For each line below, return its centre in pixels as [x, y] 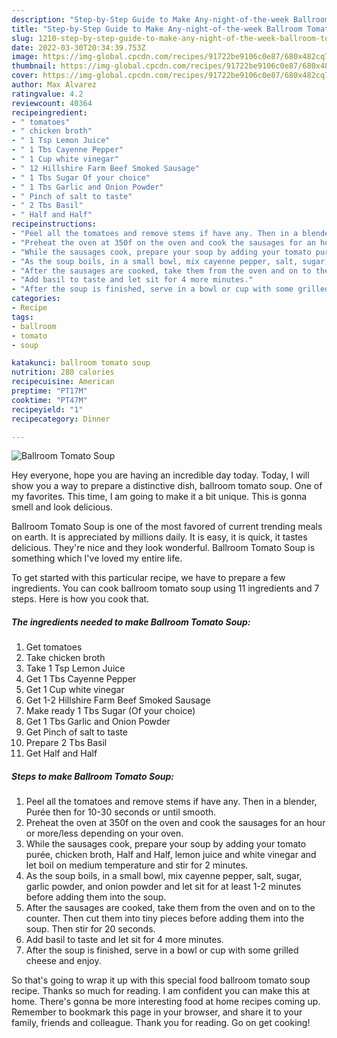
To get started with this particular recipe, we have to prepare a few [148, 578]
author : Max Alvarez [54, 85]
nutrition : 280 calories [63, 372]
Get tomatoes [54, 647]
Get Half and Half [61, 753]
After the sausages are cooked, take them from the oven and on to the [170, 908]
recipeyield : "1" [47, 409]
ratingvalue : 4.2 [47, 94]
